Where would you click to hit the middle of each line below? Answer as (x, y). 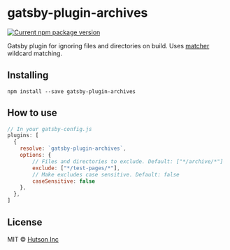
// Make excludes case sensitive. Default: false (106, 174)
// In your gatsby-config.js (50, 129)
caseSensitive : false (64, 181)
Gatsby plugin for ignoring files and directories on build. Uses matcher (108, 46)
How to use (32, 113)
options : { (36, 155)
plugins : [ (23, 136)
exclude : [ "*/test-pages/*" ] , (76, 168)
